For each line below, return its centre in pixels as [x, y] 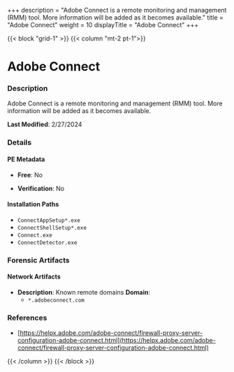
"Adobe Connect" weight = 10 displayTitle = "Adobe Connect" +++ [103, 25]
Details [20, 142]
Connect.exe [35, 235]
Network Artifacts [34, 277]
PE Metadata [26, 159]
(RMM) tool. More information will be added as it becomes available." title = [115, 17]
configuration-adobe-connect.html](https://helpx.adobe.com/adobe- [117, 341]
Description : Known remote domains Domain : [84, 292]
